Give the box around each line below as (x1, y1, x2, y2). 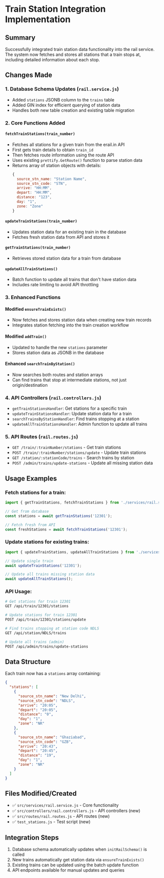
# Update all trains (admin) (5, 639, 64, 644)
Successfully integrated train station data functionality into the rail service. (5, 47, 155, 52)
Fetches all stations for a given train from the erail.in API (12, 141, 125, 148)
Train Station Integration (5, 3, 106, 15)
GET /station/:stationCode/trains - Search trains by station (12, 455, 134, 461)
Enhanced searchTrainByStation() (5, 361, 75, 367)
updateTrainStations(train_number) (5, 219, 78, 224)
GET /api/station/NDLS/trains (5, 630, 67, 635)
